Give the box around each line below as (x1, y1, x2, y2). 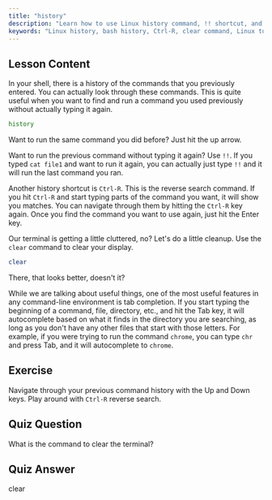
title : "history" (8, 11, 67, 20)
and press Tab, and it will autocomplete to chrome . (8, 340, 174, 350)
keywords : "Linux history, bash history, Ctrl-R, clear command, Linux (8, 27, 255, 35)
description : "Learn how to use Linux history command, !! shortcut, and (8, 19, 263, 28)
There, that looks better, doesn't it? (8, 273, 125, 282)
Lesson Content (8, 57, 91, 71)
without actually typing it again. (8, 105, 113, 114)
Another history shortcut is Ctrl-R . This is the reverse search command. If (8, 183, 255, 193)
